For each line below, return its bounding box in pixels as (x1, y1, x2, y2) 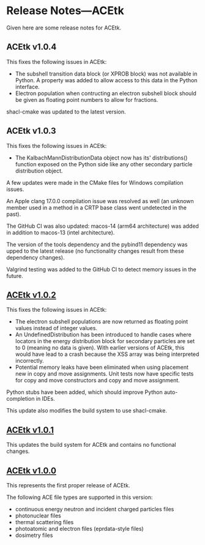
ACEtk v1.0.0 (6, 465, 57, 476)
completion (6, 395, 35, 403)
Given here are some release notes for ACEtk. (6, 24, 121, 31)
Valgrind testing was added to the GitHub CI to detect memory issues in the (6, 265, 197, 273)
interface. (15, 83, 40, 90)
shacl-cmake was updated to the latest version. (6, 108, 126, 115)
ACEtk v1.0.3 (6, 126, 56, 136)
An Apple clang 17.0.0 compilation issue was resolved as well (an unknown (6, 197, 194, 204)
